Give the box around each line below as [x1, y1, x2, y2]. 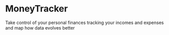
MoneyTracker [5, 3, 68, 14]
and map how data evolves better [5, 24, 75, 30]
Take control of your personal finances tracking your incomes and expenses [5, 19, 164, 25]
